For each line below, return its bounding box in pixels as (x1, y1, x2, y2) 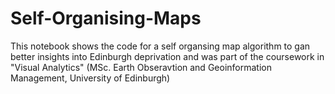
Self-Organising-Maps (10, 7, 202, 30)
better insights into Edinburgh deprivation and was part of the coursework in (10, 50, 325, 62)
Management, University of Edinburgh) (10, 72, 171, 84)
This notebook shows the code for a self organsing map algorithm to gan (10, 40, 311, 52)
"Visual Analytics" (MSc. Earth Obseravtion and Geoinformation (10, 61, 272, 73)
